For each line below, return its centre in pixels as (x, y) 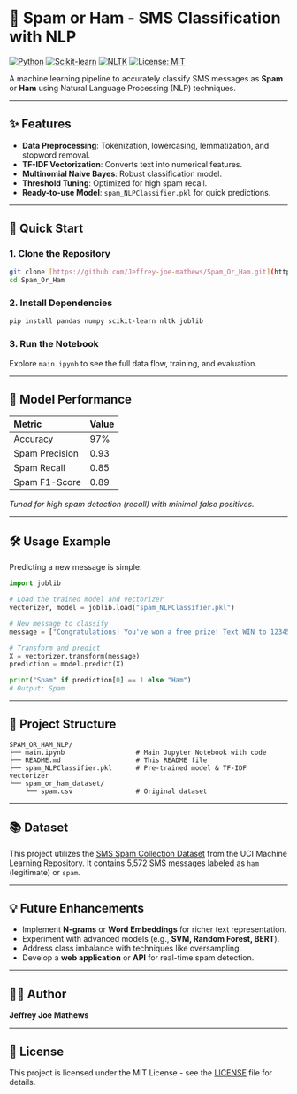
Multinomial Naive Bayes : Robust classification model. (122, 173)
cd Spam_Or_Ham (37, 281)
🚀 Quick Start (46, 229)
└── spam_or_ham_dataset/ (57, 783)
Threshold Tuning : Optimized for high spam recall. (114, 183)
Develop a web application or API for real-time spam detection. (138, 958)
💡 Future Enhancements (76, 909)
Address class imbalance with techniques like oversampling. (132, 948)
